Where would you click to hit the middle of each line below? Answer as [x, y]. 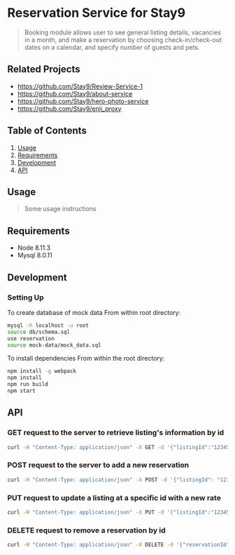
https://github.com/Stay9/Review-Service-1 [80, 86]
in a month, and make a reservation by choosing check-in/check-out [123, 39]
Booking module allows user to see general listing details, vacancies [123, 32]
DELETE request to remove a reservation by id [86, 530]
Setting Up [26, 297]
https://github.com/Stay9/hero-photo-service [83, 101]
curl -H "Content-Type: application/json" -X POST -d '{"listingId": [111, 480]
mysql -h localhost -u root [48, 325]
